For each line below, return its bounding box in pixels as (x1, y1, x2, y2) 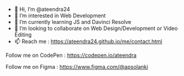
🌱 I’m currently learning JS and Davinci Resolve (14, 19, 131, 25)
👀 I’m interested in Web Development (14, 12, 106, 19)
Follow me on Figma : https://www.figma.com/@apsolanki (5, 63, 148, 70)
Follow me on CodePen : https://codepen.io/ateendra (5, 51, 137, 59)
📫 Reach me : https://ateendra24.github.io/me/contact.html (14, 38, 162, 45)
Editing (14, 31, 32, 38)
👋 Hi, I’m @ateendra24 (14, 6, 70, 13)
